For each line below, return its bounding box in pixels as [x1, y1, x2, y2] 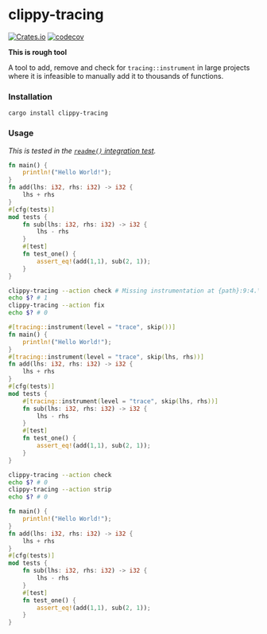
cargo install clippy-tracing [8, 109, 109, 117]
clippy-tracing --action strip [8, 486, 112, 494]
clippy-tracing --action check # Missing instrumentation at [8, 287, 215, 295]
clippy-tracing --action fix [8, 301, 105, 310]
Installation [8, 91, 53, 102]
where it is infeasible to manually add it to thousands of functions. [8, 71, 224, 80]
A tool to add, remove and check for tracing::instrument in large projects [8, 62, 250, 72]
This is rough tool [8, 47, 68, 57]
